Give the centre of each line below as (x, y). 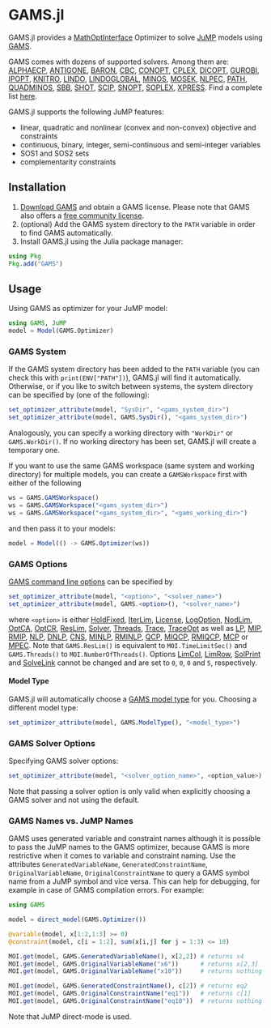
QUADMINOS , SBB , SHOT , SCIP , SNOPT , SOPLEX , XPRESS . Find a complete (135, 87)
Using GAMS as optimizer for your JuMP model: (88, 309)
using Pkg (25, 256)
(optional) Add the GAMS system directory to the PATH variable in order (138, 224)
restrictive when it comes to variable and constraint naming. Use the (122, 855)
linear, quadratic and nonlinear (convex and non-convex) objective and (138, 127)
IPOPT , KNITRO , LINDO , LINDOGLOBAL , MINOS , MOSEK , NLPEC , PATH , (128, 79)
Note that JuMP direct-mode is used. (70, 1016)
